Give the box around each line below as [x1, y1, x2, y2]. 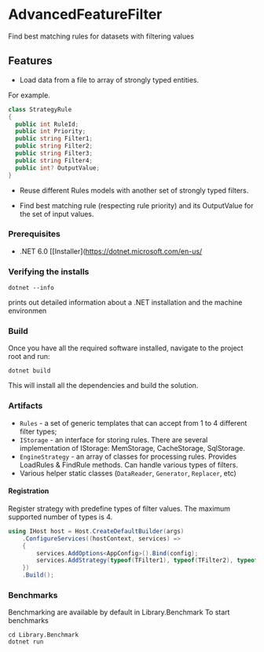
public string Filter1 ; [15, 135, 93, 143]
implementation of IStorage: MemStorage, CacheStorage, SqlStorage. [19, 443, 245, 452]
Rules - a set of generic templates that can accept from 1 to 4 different [19, 418, 247, 427]
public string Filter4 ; [15, 156, 93, 164]
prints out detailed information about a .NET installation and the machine [8, 298, 243, 307]
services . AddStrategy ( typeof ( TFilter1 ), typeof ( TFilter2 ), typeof [36, 556, 258, 565]
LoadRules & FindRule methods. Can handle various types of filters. [19, 460, 238, 469]
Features [8, 54, 53, 68]
